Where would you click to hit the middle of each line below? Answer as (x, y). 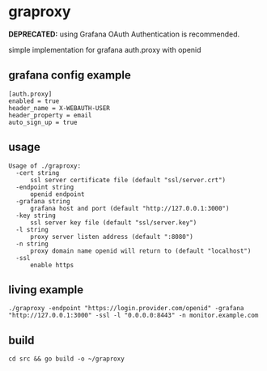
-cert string (38, 173)
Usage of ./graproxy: (45, 166)
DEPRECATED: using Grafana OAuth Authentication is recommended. (124, 34)
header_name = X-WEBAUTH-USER (59, 108)
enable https (52, 265)
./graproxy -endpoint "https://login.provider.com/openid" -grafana (126, 309)
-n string (32, 244)
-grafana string (43, 201)
